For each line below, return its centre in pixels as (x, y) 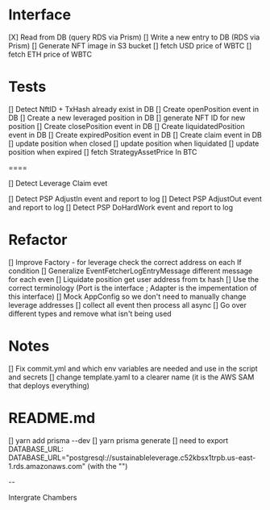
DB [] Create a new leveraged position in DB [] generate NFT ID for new (127, 118)
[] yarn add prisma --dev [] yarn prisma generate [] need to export (118, 440)
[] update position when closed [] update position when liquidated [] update (134, 143)
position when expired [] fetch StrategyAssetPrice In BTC (103, 151)
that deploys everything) (49, 385)
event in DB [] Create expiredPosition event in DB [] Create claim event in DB (135, 135)
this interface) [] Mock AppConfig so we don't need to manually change (128, 296)
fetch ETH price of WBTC (50, 54)
